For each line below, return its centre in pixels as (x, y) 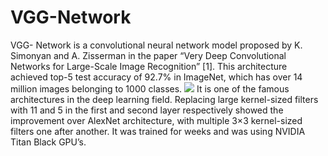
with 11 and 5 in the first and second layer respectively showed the (147, 110)
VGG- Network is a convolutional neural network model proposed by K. (156, 45)
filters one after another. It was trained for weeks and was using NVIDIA (158, 131)
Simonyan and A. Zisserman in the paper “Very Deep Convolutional (148, 55)
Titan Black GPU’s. (48, 142)
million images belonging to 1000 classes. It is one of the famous (150, 88)
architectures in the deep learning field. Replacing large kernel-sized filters (164, 99)
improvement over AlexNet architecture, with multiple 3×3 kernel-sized (156, 120)
